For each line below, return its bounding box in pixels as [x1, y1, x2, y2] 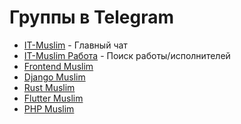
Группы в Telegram [9, 6, 175, 29]
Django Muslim [23, 71, 86, 83]
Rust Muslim [23, 81, 76, 93]
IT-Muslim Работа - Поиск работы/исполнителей [23, 49, 231, 61]
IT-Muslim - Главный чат [23, 39, 128, 51]
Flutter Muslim [23, 92, 84, 104]
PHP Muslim [23, 102, 75, 115]
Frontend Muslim [23, 60, 94, 72]
